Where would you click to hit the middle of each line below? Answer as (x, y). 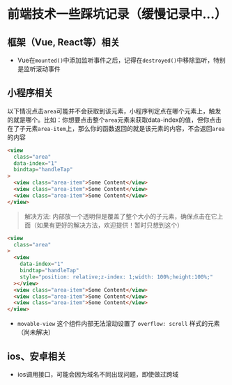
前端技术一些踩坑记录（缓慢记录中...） (117, 14)
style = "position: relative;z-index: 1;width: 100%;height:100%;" (117, 277)
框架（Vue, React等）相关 (64, 42)
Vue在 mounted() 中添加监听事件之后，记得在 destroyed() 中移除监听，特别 (122, 60)
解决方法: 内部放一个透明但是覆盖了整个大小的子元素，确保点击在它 (121, 216)
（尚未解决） (36, 332)
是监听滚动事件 (39, 69)
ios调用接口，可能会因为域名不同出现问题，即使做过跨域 (98, 374)
